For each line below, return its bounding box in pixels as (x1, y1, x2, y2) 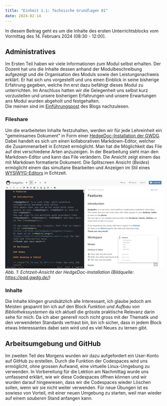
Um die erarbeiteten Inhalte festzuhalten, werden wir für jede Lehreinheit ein (5, 127, 162, 133)
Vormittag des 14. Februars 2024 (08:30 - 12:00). (5, 33, 106, 39)
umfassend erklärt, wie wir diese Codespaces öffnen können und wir (5, 374, 147, 380)
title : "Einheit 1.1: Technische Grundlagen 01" (5, 8, 108, 13)
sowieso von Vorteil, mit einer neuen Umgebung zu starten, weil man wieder (5, 390, 162, 396)
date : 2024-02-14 (5, 13, 41, 19)
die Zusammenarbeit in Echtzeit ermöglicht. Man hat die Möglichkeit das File (5, 143, 162, 149)
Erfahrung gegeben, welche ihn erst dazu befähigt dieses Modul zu (5, 82, 144, 88)
